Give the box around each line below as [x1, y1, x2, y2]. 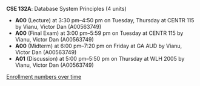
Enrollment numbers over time [6, 73, 82, 80]
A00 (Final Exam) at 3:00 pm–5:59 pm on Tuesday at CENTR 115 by [15, 29, 184, 37]
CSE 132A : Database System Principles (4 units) [6, 5, 127, 12]
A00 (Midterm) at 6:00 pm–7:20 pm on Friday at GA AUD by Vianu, [15, 42, 182, 49]
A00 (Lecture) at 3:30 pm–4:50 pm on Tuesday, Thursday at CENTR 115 [15, 17, 195, 23]
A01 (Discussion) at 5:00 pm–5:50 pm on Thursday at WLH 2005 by [15, 55, 185, 62]
